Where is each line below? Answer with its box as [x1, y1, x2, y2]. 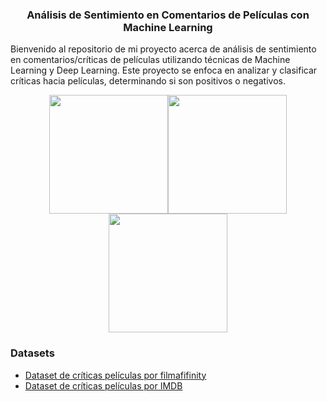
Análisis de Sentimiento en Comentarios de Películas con [26, 8, 310, 22]
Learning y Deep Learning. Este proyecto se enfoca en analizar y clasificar [10, 64, 318, 77]
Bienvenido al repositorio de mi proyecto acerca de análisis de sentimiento [10, 43, 317, 55]
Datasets [10, 346, 55, 360]
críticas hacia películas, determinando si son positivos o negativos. [10, 75, 286, 87]
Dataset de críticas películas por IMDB [24, 379, 183, 392]
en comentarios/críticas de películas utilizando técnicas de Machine [10, 54, 291, 66]
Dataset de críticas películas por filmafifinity [24, 369, 207, 381]
